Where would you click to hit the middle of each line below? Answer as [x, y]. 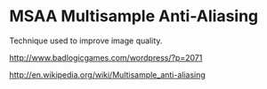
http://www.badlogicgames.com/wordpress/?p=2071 [106, 57]
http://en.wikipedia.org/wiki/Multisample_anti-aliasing [108, 74]
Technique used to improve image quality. [86, 41]
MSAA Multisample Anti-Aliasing [134, 16]
